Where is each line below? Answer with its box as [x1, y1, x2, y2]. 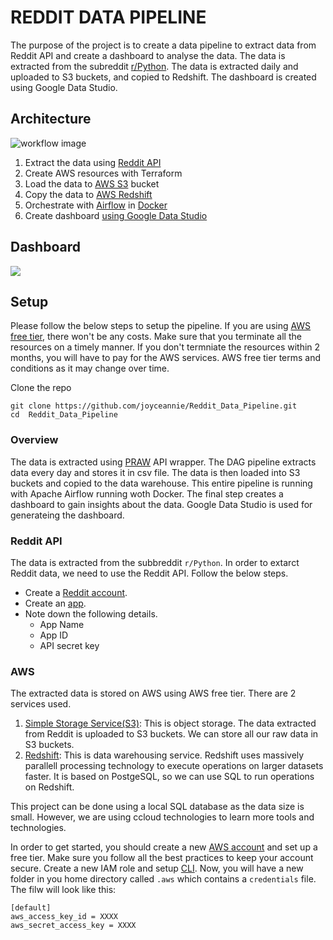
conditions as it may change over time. [10, 362, 170, 375]
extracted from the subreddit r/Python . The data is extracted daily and [10, 60, 299, 72]
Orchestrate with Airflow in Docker [24, 199, 168, 211]
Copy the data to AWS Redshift [24, 188, 153, 200]
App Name [39, 618, 85, 630]
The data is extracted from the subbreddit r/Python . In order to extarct [10, 556, 300, 568]
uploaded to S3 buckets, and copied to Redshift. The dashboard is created [10, 71, 317, 83]
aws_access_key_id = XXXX [10, 912, 118, 922]
